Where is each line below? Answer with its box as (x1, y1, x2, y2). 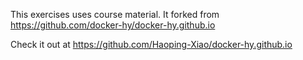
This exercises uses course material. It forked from (10, 9, 220, 20)
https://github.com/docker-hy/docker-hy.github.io (10, 19, 216, 31)
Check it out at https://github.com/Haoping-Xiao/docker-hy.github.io (10, 39, 293, 50)
